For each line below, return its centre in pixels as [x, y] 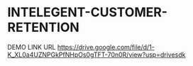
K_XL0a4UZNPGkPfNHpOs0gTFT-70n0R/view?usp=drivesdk [96, 55]
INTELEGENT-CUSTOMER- [88, 12]
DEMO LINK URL [32, 47]
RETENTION [43, 27]
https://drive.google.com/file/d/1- [106, 47]
